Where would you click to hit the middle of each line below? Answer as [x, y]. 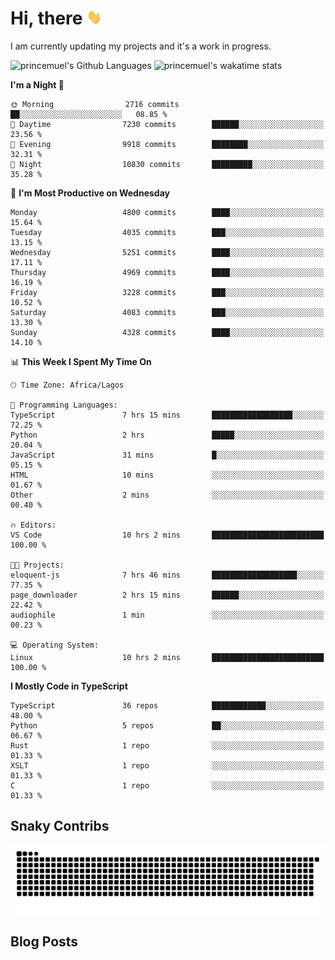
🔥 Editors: [33, 525]
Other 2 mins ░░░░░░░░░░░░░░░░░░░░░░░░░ [167, 495]
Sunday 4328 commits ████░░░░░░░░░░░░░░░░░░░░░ [167, 332]
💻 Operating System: [55, 645]
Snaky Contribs [60, 826]
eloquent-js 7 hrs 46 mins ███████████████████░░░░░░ [167, 575]
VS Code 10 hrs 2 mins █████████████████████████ [167, 535]
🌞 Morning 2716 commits [95, 104]
